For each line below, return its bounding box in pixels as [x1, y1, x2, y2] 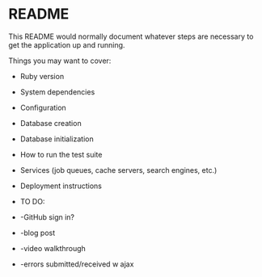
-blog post [19, 228, 56, 237]
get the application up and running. [8, 40, 125, 49]
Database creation [19, 118, 82, 128]
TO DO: [19, 196, 45, 206]
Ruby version [19, 71, 65, 81]
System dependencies [19, 86, 95, 97]
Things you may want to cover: [8, 56, 112, 65]
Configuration [19, 103, 66, 112]
